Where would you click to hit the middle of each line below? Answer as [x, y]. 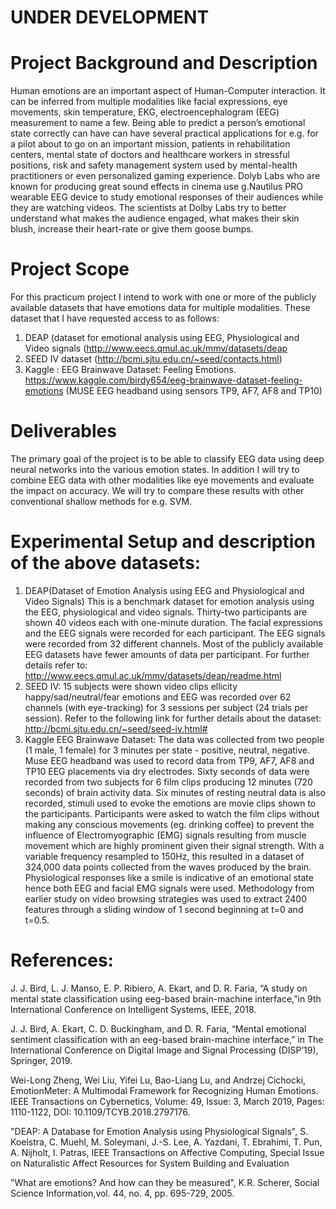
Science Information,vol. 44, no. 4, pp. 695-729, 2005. [122, 1193]
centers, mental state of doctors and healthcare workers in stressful [150, 155]
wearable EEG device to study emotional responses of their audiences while [167, 197]
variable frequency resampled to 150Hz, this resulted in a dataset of [164, 856]
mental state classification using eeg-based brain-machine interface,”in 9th [166, 998]
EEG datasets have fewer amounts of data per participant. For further [167, 654]
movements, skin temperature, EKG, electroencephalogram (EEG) [145, 112]
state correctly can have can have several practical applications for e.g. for [164, 133]
